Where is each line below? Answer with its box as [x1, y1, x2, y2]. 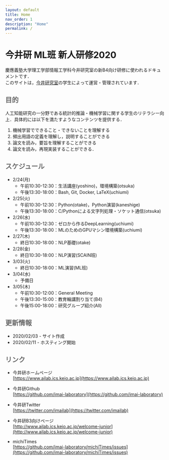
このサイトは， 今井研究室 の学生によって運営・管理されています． [5, 80, 142, 86]
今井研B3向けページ [12, 418, 54, 424]
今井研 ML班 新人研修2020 [5, 49, 117, 61]
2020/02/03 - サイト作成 [12, 333, 65, 339]
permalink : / [5, 26, 33, 31]
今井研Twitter [12, 402, 41, 408]
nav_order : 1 [5, 17, 33, 22]
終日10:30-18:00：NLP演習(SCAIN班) [20, 252, 97, 258]
